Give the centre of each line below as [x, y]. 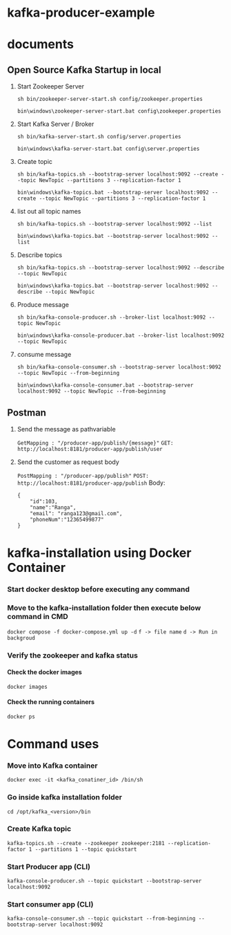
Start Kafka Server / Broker [56, 124]
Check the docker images [45, 672]
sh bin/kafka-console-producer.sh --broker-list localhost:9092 [111, 317]
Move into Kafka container [52, 766]
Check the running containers [51, 702]
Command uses [53, 744]
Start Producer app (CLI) [49, 867]
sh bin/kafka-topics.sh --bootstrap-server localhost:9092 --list [114, 224]
